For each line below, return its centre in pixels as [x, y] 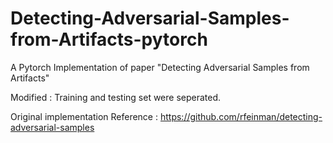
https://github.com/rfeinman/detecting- [241, 116]
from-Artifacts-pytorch [109, 39]
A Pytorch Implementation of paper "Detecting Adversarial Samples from [160, 67]
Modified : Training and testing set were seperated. [116, 97]
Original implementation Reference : [84, 116]
